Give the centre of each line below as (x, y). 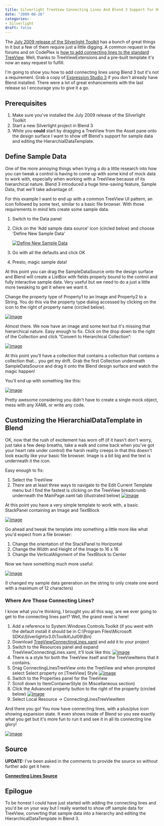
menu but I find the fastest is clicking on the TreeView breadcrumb (79, 490)
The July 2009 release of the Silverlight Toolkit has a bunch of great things (80, 42)
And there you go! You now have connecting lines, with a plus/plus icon (77, 708)
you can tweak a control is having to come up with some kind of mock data (81, 173)
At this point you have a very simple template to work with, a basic (72, 505)
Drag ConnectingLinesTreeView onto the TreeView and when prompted (83, 667)
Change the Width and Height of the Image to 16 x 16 (65, 549)
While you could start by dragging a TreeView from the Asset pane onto (84, 131)
